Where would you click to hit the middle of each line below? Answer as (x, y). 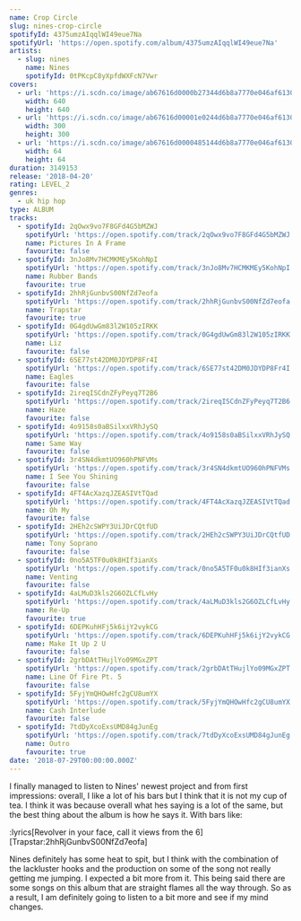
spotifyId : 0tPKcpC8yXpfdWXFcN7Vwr (92, 76)
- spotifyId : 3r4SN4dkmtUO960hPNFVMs (88, 460)
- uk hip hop (42, 202)
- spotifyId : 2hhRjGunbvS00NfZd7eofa (88, 293)
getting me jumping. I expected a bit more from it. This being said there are (147, 878)
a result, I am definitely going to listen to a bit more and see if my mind (139, 897)
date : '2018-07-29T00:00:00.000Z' (74, 760)
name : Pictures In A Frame (76, 243)
